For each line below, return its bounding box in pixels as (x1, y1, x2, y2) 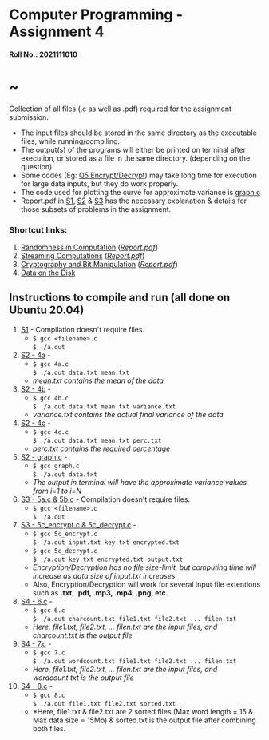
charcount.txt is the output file (32, 630, 133, 640)
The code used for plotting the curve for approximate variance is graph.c (20, 187, 261, 197)
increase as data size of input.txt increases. (32, 571, 178, 580)
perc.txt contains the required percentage (32, 444, 171, 453)
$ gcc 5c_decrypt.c (32, 547, 98, 555)
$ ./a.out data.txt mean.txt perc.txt (32, 436, 162, 444)
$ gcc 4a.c (32, 360, 69, 368)
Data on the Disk (20, 268, 76, 277)
